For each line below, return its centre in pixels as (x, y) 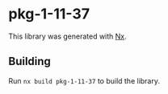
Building (29, 61)
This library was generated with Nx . (67, 36)
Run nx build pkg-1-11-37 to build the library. (84, 80)
